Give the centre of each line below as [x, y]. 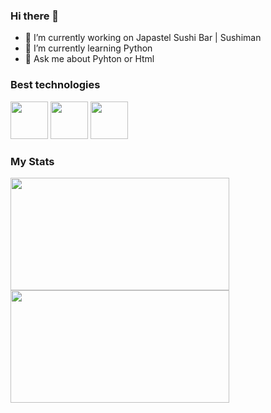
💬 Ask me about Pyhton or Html [89, 59]
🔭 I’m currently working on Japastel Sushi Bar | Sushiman [143, 38]
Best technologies [55, 85]
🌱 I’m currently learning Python [88, 48]
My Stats [32, 161]
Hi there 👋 [35, 16]
